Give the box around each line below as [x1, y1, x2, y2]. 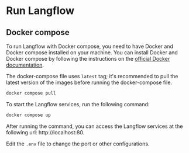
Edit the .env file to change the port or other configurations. [6, 140, 150, 147]
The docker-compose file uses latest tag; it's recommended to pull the [6, 73, 178, 79]
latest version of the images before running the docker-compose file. [6, 79, 173, 86]
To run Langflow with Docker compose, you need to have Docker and [6, 43, 174, 50]
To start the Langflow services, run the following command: [6, 100, 150, 107]
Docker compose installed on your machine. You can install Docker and [6, 49, 178, 56]
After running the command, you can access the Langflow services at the [6, 123, 183, 130]
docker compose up [6, 112, 51, 118]
